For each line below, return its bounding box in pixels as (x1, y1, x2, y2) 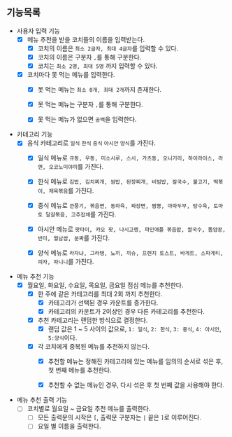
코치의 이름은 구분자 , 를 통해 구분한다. (37, 53, 142, 61)
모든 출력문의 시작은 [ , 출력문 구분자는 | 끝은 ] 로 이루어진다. (37, 413, 202, 422)
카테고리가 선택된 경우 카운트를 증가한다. (48, 298, 159, 307)
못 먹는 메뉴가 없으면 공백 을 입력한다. (37, 115, 137, 124)
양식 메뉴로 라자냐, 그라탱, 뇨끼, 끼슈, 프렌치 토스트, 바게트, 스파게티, (37, 248, 224, 257)
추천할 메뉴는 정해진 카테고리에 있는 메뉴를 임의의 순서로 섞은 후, (48, 357, 224, 366)
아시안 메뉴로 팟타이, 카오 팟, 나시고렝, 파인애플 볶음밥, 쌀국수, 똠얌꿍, (37, 225, 226, 233)
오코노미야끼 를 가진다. (48, 162, 104, 171)
